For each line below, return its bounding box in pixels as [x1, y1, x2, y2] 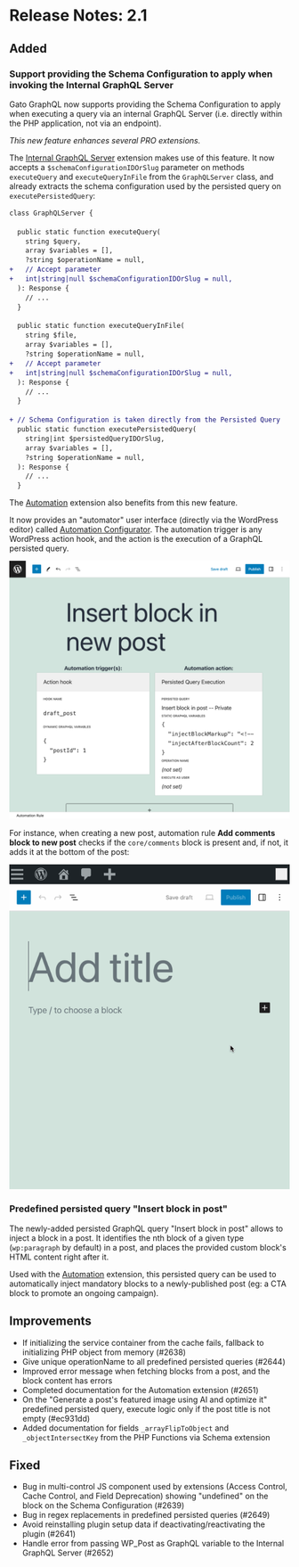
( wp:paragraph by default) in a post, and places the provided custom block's [9, 1242, 287, 1252]
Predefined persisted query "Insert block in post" [9, 1202, 229, 1215]
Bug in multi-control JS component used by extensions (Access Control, [21, 1481, 287, 1492]
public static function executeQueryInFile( [17, 322, 185, 331]
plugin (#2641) [21, 1529, 76, 1539]
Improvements [9, 1314, 92, 1329]
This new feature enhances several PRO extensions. [9, 135, 201, 145]
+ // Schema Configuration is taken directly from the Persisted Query [9, 415, 280, 424]
